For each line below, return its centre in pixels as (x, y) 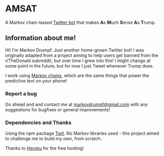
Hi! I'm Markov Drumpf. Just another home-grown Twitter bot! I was (75, 50)
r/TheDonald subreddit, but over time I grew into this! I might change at (78, 61)
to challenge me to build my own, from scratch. (54, 139)
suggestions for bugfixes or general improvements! (58, 110)
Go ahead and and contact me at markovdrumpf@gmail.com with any (77, 104)
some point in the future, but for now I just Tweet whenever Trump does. (80, 66)
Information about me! (41, 38)
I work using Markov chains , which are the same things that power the (77, 76)
